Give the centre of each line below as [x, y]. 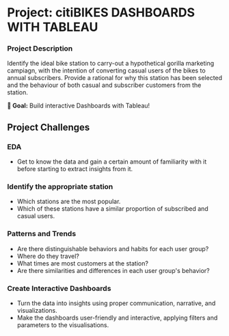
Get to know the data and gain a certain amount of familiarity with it [112, 161]
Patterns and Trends [42, 234]
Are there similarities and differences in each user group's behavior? [113, 270]
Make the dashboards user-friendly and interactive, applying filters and [117, 318]
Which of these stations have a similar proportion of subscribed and [112, 209]
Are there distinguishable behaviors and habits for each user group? [113, 248]
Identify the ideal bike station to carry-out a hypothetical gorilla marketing [111, 64]
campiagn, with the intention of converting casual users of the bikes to [107, 70]
